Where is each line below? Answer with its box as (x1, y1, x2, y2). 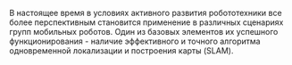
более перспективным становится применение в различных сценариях (9, 17, 284, 28)
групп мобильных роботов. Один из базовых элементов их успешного (9, 27, 279, 37)
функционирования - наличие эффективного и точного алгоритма (9, 36, 261, 46)
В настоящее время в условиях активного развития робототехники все (9, 8, 283, 18)
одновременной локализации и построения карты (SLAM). (9, 45, 234, 56)
